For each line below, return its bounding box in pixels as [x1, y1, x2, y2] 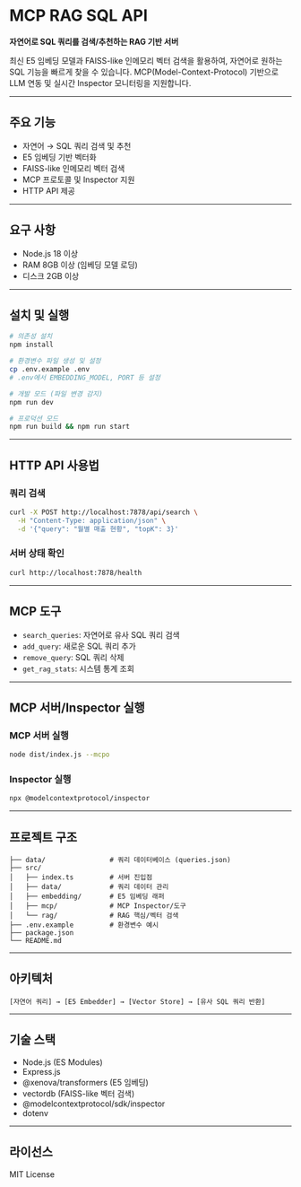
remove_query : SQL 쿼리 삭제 [21, 651, 125, 662]
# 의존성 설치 [9, 332, 53, 341]
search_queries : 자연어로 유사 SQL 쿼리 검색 [21, 629, 181, 640]
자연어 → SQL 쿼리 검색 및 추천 [21, 140, 132, 151]
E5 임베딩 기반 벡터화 [21, 152, 97, 162]
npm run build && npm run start [9, 423, 130, 432]
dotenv [21, 1107, 49, 1118]
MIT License [9, 1168, 56, 1180]
